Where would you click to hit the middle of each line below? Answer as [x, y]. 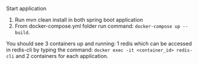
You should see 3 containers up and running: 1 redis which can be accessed [99, 44]
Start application [26, 8]
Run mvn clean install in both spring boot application [79, 20]
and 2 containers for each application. [62, 56]
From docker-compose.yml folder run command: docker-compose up [98, 26]
